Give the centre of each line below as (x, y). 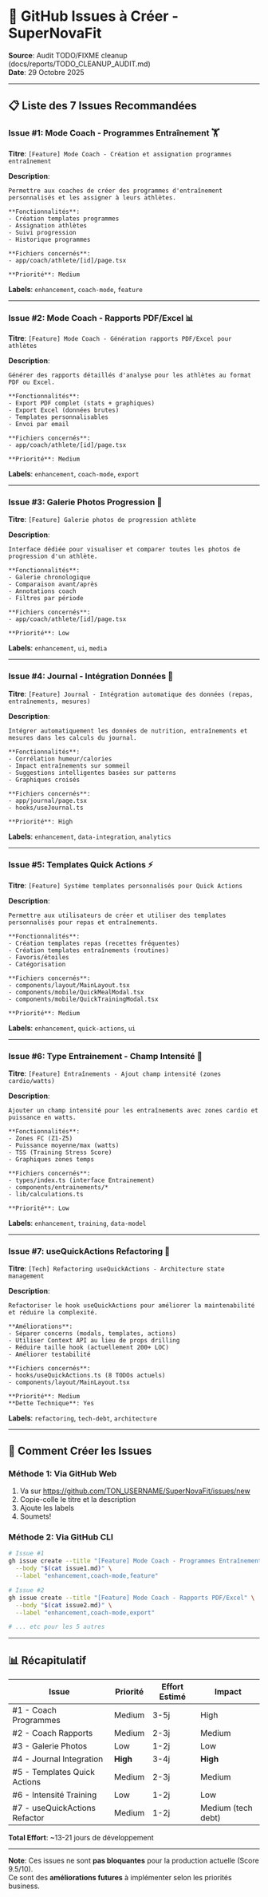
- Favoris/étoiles (39, 957)
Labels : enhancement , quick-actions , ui (72, 1028)
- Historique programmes (49, 239)
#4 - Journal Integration (58, 1759)
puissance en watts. (43, 1118)
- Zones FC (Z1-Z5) (41, 1139)
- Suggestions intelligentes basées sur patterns (93, 773)
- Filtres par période (46, 599)
